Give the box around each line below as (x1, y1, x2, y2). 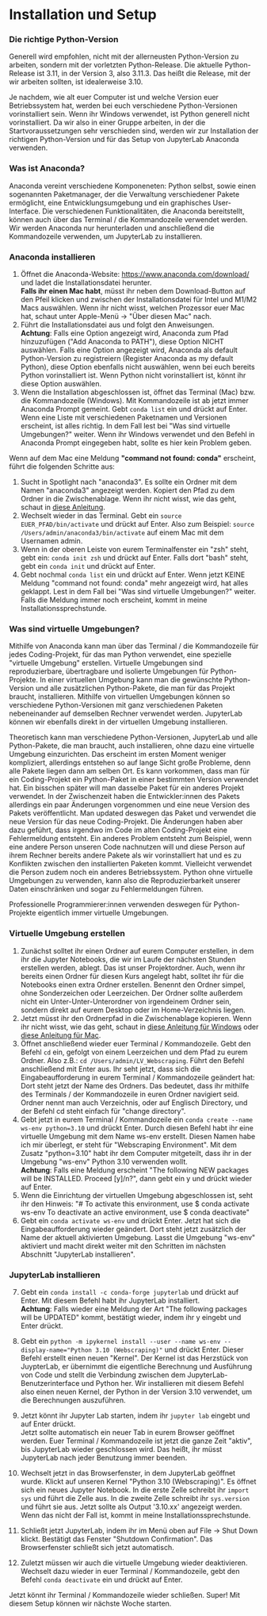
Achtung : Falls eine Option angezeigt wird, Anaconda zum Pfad (20, 328, 229, 338)
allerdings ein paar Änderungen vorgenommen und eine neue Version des (9, 800, 250, 810)
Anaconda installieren (9, 251, 96, 263)
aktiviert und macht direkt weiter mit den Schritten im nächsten (20, 1241, 227, 1250)
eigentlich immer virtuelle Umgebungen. (37, 908, 169, 918)
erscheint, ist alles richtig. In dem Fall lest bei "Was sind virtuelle (20, 421, 231, 431)
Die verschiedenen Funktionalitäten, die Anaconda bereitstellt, (42, 206, 245, 216)
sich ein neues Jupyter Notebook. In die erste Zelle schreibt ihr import (20, 1485, 250, 1495)
